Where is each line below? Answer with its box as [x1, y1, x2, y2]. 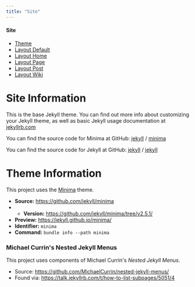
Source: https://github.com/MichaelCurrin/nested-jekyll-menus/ [14, 268, 169, 275]
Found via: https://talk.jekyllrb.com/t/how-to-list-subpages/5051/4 [14, 274, 175, 281]
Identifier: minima [14, 222, 57, 229]
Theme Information [6, 167, 102, 180]
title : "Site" [6, 8, 41, 15]
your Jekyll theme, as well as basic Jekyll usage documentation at [6, 117, 166, 124]
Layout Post [14, 65, 44, 72]
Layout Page [14, 58, 45, 65]
